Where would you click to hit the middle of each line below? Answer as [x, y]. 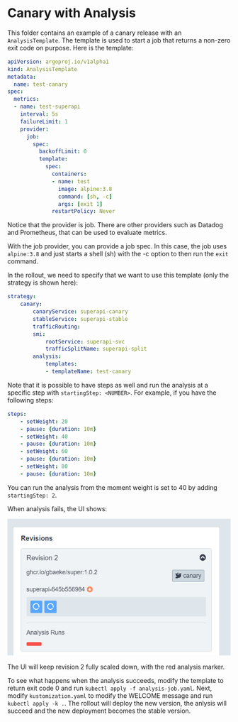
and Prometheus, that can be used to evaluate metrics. [87, 233]
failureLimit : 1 [44, 121]
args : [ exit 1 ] [80, 204]
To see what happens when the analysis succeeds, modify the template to [116, 680]
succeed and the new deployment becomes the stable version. [99, 711]
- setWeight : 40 [44, 437]
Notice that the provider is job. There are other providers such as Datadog [115, 225]
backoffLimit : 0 [63, 152]
